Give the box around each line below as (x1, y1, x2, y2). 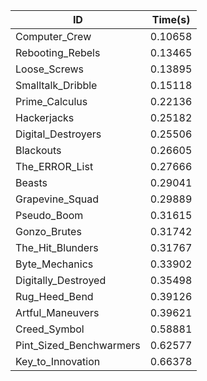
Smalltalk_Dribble (15, 79, 98, 92)
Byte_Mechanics (15, 257, 94, 271)
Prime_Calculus (15, 95, 88, 108)
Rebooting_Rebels (15, 46, 101, 59)
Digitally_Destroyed (15, 274, 107, 287)
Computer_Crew (15, 30, 92, 43)
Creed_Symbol (15, 322, 85, 336)
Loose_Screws (15, 62, 85, 76)
